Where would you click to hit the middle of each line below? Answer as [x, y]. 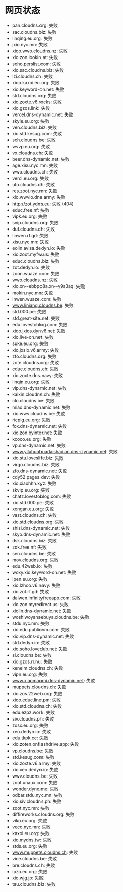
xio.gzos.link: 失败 [31, 108]
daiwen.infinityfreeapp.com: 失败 [47, 598]
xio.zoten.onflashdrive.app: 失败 [46, 744]
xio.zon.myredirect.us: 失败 [40, 604]
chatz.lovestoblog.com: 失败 [42, 496]
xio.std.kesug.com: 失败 [37, 133]
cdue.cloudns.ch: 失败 [35, 369]
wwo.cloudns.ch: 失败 [35, 171]
